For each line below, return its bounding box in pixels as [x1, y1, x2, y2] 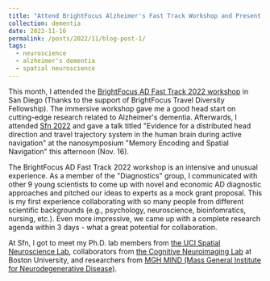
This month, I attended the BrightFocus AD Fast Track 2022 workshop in [8, 86, 248, 96]
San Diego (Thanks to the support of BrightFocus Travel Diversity [8, 94, 226, 105]
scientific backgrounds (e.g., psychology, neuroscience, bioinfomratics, [8, 205, 247, 215]
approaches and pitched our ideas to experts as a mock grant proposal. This [8, 187, 263, 198]
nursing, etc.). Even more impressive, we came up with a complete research [8, 213, 260, 223]
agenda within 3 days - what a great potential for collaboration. [8, 222, 218, 232]
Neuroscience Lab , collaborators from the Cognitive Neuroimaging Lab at [8, 246, 252, 256]
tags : [8, 42, 27, 50]
